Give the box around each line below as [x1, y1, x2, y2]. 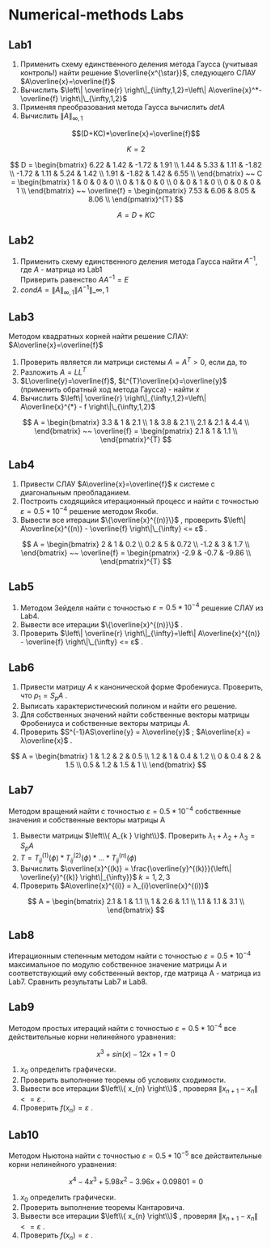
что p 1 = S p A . [19, 690, 68, 703]
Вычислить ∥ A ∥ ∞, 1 [19, 111, 83, 122]
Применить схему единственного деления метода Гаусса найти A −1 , [19, 255, 258, 266]
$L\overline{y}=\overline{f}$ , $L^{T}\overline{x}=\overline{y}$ [19, 376, 227, 385]
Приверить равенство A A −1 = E [19, 274, 129, 284]
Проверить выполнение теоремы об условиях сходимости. [19, 1075, 227, 1085]
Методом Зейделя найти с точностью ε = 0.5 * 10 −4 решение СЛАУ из [19, 601, 264, 613]
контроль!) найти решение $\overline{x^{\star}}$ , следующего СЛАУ [19, 68, 256, 78]
